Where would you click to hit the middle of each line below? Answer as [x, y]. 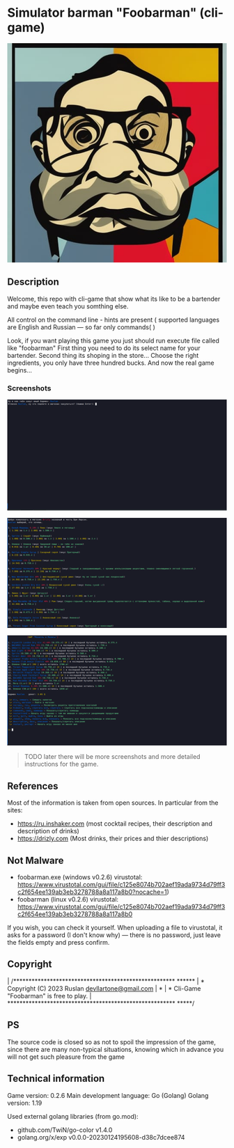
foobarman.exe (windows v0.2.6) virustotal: [80, 877]
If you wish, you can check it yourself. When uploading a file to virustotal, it [115, 928]
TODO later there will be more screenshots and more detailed [112, 757]
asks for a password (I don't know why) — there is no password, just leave [114, 935]
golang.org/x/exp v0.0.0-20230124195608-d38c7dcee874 [101, 1137]
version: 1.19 [25, 1103]
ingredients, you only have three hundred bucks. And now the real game [111, 363]
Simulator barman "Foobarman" [102, 13]
